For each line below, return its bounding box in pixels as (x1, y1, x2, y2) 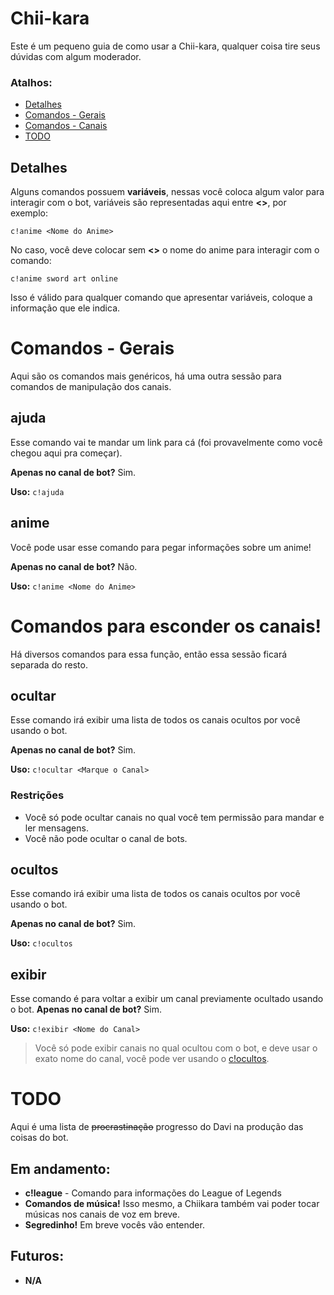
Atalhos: (10, 75, 53, 89)
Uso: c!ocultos (10, 937, 73, 949)
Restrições (10, 788, 65, 802)
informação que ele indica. (10, 302, 121, 314)
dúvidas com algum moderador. (10, 50, 142, 62)
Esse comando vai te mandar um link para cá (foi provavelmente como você (10, 436, 323, 448)
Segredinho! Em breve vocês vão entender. (24, 1219, 205, 1231)
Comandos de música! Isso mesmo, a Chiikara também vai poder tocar (24, 1198, 320, 1210)
